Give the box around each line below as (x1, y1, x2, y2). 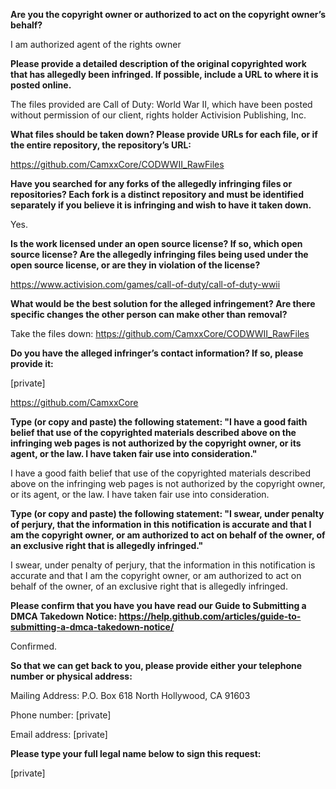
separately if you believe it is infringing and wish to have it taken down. (10, 199, 312, 211)
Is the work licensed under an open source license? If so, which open (10, 238, 303, 249)
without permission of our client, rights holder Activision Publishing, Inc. (10, 109, 307, 121)
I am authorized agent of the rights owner (10, 39, 182, 50)
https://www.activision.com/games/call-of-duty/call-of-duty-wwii (10, 279, 281, 290)
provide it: (10, 358, 54, 369)
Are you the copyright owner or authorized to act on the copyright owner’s (10, 9, 326, 20)
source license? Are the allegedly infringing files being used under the (10, 249, 309, 260)
